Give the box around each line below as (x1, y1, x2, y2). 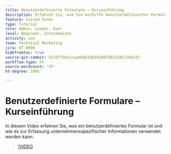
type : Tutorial (5, 21, 38, 27)
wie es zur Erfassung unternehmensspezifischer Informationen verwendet (5, 128, 161, 134)
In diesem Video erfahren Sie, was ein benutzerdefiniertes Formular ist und (5, 122, 163, 129)
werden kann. (5, 133, 34, 140)
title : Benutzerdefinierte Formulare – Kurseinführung (5, 7, 124, 13)
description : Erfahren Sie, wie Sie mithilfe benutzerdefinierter (5, 12, 149, 17)
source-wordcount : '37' (5, 64, 56, 69)
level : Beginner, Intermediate (5, 31, 72, 36)
